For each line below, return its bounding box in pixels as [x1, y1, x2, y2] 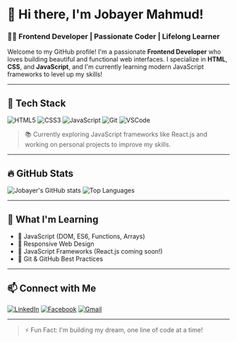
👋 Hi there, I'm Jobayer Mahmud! [7, 6, 204, 23]
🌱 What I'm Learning [7, 213, 99, 225]
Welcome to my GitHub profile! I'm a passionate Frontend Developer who [7, 47, 221, 56]
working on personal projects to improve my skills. [24, 141, 171, 149]
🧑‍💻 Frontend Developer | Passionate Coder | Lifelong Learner [7, 32, 220, 42]
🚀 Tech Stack [7, 97, 66, 109]
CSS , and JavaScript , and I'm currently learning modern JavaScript [7, 63, 205, 71]
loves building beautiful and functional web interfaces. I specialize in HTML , [7, 55, 228, 64]
